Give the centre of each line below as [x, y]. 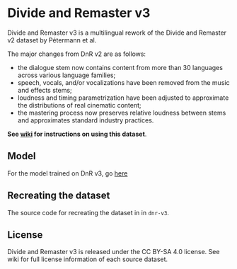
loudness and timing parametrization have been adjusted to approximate [123, 98]
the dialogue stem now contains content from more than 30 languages [120, 67]
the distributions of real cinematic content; [79, 105]
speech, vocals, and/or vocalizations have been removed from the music [123, 82]
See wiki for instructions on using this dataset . [77, 134]
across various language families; [67, 75]
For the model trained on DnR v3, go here [68, 173]
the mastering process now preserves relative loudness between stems [122, 113]
